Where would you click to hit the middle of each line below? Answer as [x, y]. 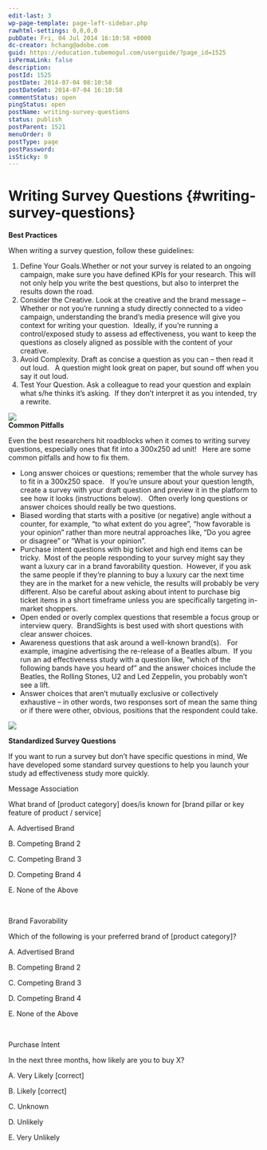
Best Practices [33, 235]
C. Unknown [29, 1107]
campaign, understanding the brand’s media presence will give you [130, 317]
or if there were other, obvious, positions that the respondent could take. [139, 710]
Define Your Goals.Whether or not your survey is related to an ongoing [135, 266]
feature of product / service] [55, 813]
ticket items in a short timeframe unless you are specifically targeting [133, 600]
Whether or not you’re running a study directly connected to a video [131, 309]
